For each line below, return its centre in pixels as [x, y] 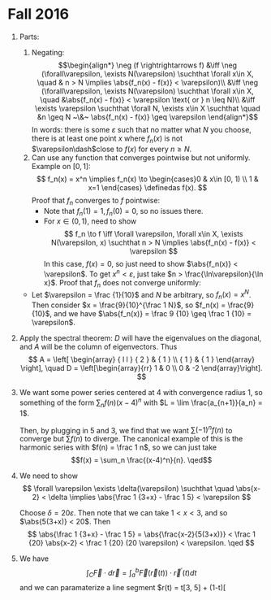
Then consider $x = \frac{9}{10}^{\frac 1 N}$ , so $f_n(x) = [129, 305]
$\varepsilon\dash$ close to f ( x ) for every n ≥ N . [112, 149]
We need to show [49, 476]
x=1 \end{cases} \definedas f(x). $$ [148, 187]
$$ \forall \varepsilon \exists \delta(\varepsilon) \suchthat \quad [128, 489]
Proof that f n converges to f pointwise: [95, 201]
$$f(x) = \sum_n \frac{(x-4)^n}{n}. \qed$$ [142, 460]
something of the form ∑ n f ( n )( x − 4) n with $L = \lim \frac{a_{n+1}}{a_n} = [141, 402]
